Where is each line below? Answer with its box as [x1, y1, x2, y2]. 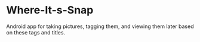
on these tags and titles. [6, 29, 66, 36]
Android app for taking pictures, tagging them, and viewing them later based [6, 23, 194, 30]
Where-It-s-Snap [6, 3, 94, 17]
